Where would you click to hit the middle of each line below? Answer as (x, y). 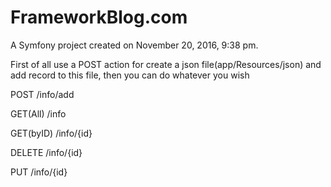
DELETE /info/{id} (46, 152)
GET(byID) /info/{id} (51, 133)
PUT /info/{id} (39, 172)
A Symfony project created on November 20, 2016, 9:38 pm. (134, 45)
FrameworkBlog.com (99, 17)
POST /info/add (42, 94)
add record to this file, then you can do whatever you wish (130, 75)
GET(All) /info (38, 113)
